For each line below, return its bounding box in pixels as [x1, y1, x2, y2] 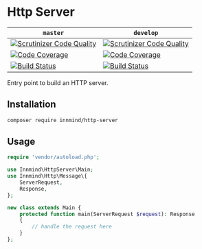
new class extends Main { [7, 204, 81, 211]
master [43, 29, 65, 36]
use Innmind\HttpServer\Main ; [7, 166, 94, 174]
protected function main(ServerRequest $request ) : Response [19, 211, 195, 217]
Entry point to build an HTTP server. [7, 78, 109, 86]
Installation [7, 99, 56, 110]
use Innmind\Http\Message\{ [7, 173, 88, 180]
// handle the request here [32, 224, 112, 230]
